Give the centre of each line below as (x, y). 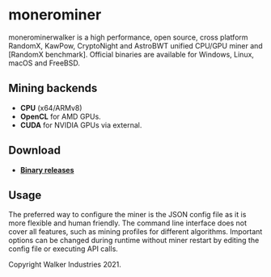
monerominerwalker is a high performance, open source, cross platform (128, 37)
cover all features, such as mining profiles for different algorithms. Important (135, 232)
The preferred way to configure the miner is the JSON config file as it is (127, 215)
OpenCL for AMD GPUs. (60, 116)
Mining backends (53, 88)
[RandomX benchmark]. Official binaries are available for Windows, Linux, (131, 54)
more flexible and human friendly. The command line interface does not (128, 223)
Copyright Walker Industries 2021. (65, 265)
